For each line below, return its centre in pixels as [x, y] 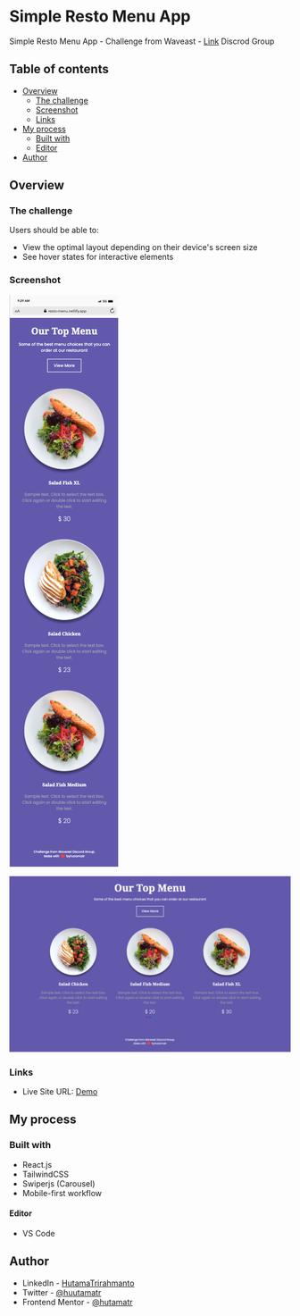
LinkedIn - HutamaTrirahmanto [78, 1283]
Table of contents [59, 69]
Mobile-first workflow [62, 1193]
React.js [37, 1164]
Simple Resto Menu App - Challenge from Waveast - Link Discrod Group [142, 41]
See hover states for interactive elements [98, 257]
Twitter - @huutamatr [62, 1292]
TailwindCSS [46, 1174]
